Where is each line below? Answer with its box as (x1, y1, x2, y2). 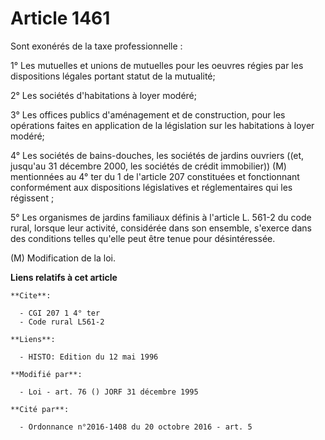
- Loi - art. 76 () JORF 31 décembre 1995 (19, 387, 199, 397)
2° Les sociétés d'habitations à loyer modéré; (10, 89, 197, 101)
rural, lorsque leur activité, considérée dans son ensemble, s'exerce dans (10, 222, 312, 234)
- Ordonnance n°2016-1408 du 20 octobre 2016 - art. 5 (19, 422, 253, 432)
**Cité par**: (10, 404, 70, 414)
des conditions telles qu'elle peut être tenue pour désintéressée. (10, 232, 276, 244)
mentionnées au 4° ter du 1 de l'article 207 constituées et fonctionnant (10, 170, 300, 182)
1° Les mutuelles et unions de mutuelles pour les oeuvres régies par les (10, 59, 304, 71)
